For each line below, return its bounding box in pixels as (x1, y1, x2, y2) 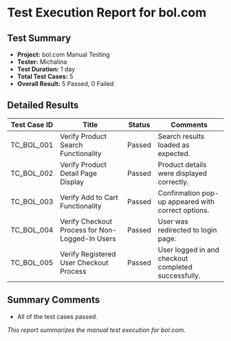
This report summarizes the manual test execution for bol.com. (7, 325, 186, 334)
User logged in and (157, 245, 220, 254)
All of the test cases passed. (16, 312, 98, 320)
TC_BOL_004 (10, 225, 54, 234)
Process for (59, 225, 98, 234)
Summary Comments (7, 294, 100, 306)
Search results (157, 131, 205, 141)
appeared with (168, 197, 215, 206)
